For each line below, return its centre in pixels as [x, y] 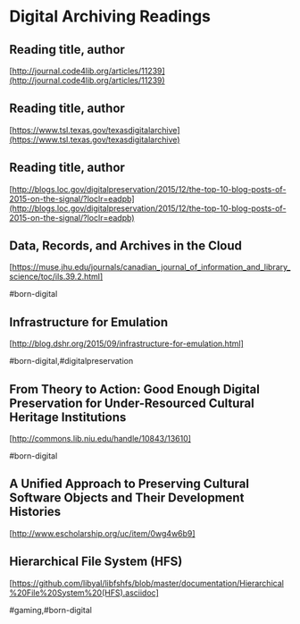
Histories [35, 512]
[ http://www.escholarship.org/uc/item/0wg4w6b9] [102, 533]
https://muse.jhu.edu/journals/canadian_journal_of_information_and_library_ [151, 267]
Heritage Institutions [68, 417]
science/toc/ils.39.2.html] [56, 277]
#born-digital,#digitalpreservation [71, 361]
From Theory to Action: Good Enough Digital [135, 389]
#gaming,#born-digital [50, 610]
